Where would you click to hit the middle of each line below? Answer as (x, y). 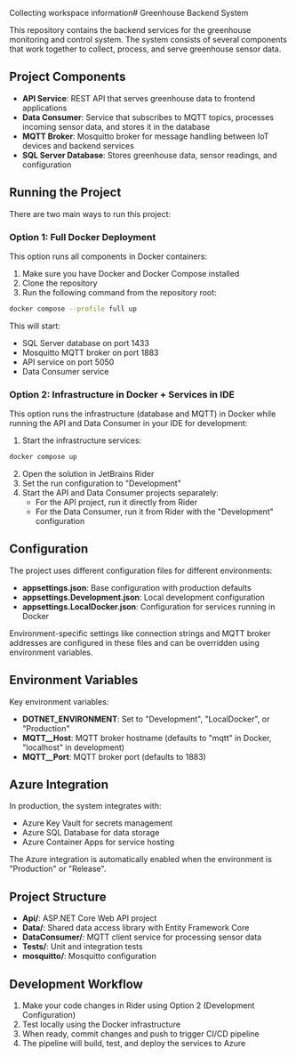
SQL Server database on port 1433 (85, 343)
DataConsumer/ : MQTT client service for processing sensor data (142, 937)
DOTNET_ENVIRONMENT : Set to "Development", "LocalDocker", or (146, 719)
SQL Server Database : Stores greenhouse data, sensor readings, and (149, 155)
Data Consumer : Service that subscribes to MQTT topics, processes (148, 117)
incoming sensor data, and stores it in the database (116, 126)
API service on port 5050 (68, 362)
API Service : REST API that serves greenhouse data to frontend (139, 98)
